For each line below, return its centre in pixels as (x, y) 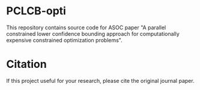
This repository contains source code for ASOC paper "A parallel (86, 27)
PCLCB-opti (36, 11)
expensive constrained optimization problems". (65, 40)
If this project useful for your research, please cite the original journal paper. (100, 80)
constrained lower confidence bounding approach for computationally (93, 33)
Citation (26, 64)
